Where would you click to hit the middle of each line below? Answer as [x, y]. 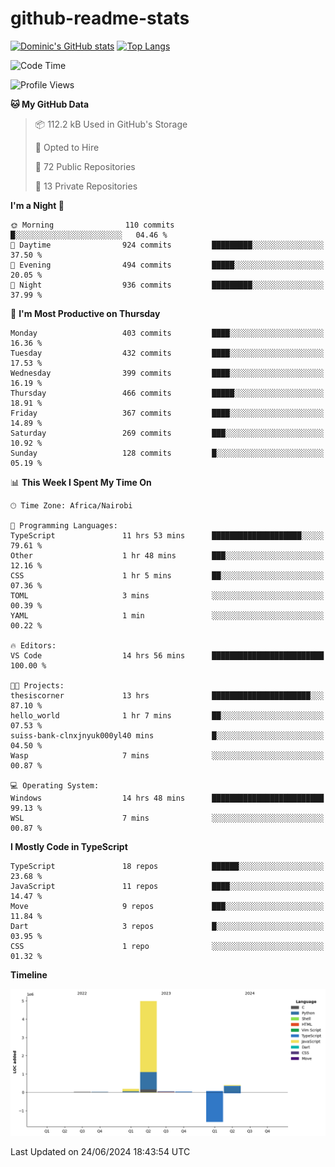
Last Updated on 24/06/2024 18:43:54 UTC [100, 1152]
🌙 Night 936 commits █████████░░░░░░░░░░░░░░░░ [167, 285]
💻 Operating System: [55, 785]
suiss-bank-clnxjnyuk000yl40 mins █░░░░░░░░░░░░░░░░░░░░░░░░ [167, 735]
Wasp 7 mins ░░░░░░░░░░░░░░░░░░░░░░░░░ [167, 755]
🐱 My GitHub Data [50, 104]
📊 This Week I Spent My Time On [81, 482]
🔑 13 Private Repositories [86, 186]
